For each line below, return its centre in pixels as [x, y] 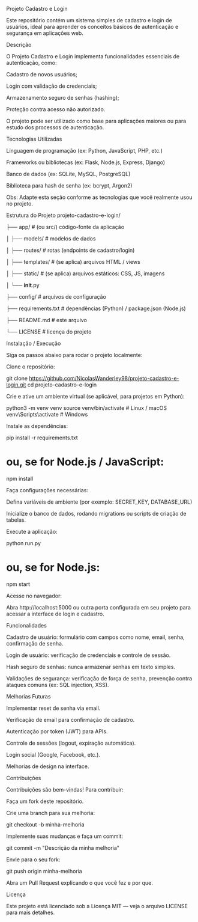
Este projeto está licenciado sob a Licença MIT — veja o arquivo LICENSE [97, 906]
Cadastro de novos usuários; [42, 74]
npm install [20, 478]
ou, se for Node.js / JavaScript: [85, 462]
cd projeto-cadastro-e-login [62, 385]
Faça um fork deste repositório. [45, 801]
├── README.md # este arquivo [46, 320]
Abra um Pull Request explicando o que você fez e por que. [79, 882]
